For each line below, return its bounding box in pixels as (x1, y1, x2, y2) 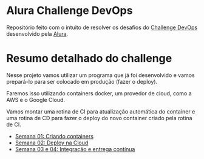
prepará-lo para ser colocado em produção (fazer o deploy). (6, 78, 158, 85)
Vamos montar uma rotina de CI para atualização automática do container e (6, 107, 195, 115)
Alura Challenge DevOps (6, 4, 133, 18)
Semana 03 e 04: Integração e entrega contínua (15, 145, 135, 152)
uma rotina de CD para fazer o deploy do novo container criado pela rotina (6, 114, 192, 121)
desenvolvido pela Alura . (6, 30, 69, 37)
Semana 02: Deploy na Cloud (15, 139, 89, 146)
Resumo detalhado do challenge (6, 52, 172, 66)
